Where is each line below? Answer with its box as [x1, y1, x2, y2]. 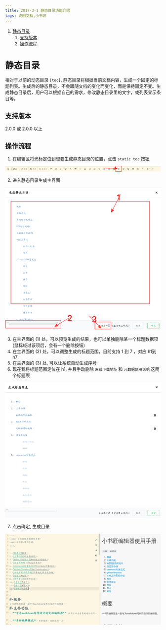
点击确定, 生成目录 [12, 523, 50, 529]
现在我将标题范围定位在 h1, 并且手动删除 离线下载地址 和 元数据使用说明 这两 [12, 366, 160, 372]
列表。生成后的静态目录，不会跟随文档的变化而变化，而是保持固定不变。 [9, 83, 157, 89]
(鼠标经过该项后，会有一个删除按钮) [12, 343, 85, 349]
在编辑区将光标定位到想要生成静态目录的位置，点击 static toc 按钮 [12, 156, 150, 162]
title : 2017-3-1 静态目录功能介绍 [5, 8, 70, 13]
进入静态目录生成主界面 [12, 177, 60, 183]
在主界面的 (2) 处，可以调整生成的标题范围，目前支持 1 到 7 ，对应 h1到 [12, 349, 157, 354]
